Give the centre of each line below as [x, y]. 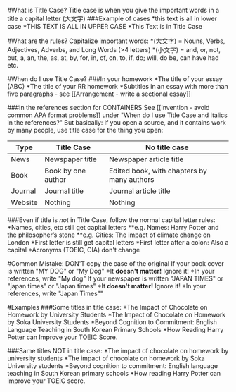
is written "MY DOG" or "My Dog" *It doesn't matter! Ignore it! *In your [111, 271]
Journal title [64, 191]
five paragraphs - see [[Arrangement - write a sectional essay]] [99, 94]
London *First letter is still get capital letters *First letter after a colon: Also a [118, 242]
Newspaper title [71, 159]
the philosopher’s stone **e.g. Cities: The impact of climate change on [109, 235]
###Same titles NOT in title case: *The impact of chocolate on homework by [118, 351]
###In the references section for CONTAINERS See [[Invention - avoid [109, 108]
